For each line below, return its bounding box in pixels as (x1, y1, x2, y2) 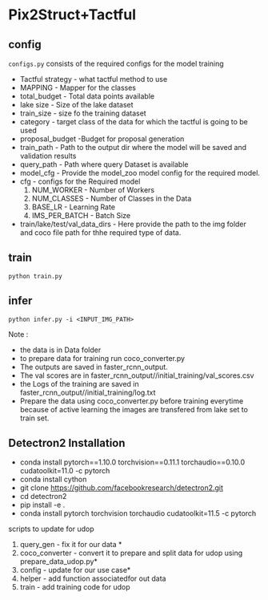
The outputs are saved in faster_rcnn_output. (19, 362, 168, 371)
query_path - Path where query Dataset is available (19, 160, 189, 169)
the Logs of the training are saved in (19, 379, 139, 388)
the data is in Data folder (19, 345, 102, 355)
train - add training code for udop (19, 582, 130, 592)
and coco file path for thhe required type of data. (19, 228, 182, 237)
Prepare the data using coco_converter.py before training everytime (19, 395, 244, 406)
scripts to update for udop (8, 524, 94, 534)
